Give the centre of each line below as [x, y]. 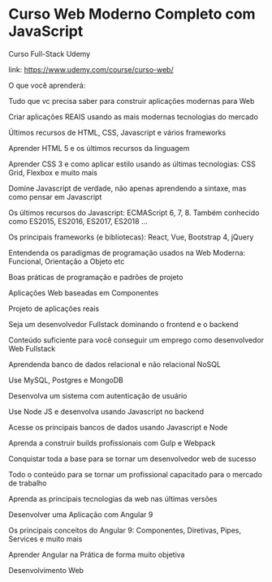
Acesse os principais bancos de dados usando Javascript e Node [118, 427]
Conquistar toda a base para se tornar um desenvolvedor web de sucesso [132, 459]
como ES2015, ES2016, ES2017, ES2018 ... [78, 221]
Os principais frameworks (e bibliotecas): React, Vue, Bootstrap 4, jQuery [131, 237]
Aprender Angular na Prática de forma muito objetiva [97, 554]
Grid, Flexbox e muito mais [53, 172]
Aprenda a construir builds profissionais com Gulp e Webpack [112, 442]
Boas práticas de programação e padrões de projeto [96, 277]
